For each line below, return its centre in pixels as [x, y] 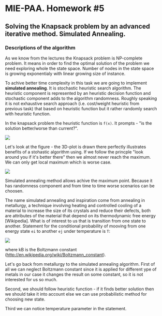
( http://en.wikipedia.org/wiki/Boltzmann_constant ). [56, 255]
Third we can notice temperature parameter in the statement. [66, 308]
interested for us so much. [31, 279]
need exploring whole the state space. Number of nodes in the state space [80, 68]
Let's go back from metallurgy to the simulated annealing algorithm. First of [80, 264]
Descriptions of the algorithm [40, 47]
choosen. [14, 191]
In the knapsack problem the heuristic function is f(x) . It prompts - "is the [79, 123]
